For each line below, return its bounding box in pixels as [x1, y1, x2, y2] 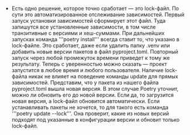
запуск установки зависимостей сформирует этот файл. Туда [11, 17, 166, 24]
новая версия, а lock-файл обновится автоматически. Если [11, 98, 160, 104]
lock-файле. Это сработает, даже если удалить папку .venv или [11, 42, 170, 49]
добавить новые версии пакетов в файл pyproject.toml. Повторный [11, 48, 178, 55]
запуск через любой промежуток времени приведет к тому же [11, 55, 170, 61]
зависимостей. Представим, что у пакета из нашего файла [11, 79, 159, 86]
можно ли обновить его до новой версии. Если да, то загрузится [11, 91, 174, 98]
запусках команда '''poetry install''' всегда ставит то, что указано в [11, 36, 179, 42]
